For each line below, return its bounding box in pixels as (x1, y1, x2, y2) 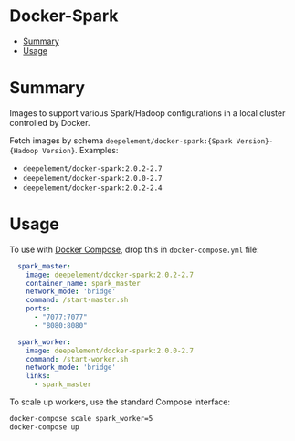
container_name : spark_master (26, 278, 142, 288)
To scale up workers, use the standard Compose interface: (9, 396, 231, 407)
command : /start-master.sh (26, 296, 129, 305)
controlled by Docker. (9, 117, 90, 128)
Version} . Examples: (42, 144, 119, 155)
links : (26, 372, 51, 381)
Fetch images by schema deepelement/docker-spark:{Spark (9, 134, 233, 146)
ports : (26, 304, 51, 313)
